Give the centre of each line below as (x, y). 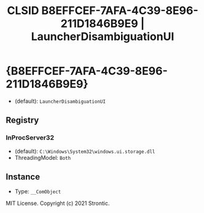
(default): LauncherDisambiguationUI (60, 101)
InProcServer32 (30, 138)
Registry (22, 120)
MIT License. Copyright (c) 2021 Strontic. (58, 203)
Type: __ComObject (38, 192)
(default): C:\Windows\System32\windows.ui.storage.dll (85, 151)
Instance (23, 177)
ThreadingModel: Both (43, 157)
